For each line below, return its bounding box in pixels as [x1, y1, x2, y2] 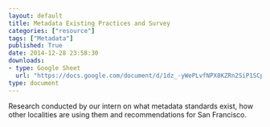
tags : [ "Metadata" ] [8, 34, 74, 43]
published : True [8, 42, 63, 50]
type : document [8, 79, 59, 87]
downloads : [8, 57, 45, 65]
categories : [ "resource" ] [8, 27, 95, 35]
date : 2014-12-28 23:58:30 [8, 49, 99, 57]
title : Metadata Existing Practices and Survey [8, 19, 171, 27]
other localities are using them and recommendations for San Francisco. [8, 109, 247, 119]
